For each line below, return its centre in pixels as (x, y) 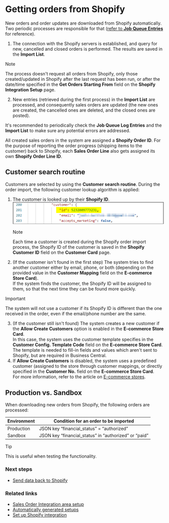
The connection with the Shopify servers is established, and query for (85, 43)
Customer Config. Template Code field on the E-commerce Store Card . (88, 345)
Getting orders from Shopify (65, 9)
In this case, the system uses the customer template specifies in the (83, 340)
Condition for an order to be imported (94, 421)
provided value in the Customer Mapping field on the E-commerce (82, 273)
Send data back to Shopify (40, 480)
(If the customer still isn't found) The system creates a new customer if (86, 324)
